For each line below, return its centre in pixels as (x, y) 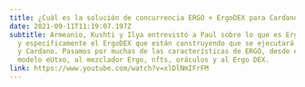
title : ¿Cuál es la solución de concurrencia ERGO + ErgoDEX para (138, 18)
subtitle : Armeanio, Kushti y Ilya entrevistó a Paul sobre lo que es (146, 34)
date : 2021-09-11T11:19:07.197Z (70, 26)
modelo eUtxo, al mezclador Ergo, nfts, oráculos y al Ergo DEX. (144, 60)
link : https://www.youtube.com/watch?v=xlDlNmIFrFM (109, 69)
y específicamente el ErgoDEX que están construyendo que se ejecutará (156, 43)
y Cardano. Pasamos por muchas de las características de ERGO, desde (154, 52)
